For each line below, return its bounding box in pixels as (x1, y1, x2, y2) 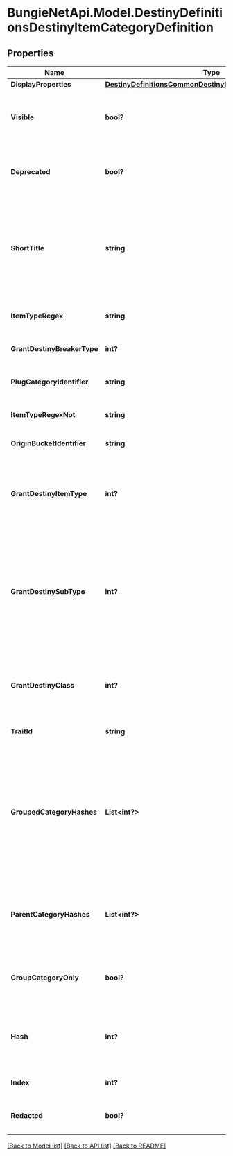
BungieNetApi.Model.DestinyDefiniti (7, 5, 223, 21)
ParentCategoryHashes (10, 910, 90, 919)
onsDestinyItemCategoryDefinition (7, 19, 214, 35)
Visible (10, 112, 35, 122)
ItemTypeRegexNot (10, 410, 76, 419)
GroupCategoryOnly (10, 973, 80, 983)
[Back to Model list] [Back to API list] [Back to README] (7, 1141, 166, 1150)
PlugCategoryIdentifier (10, 377, 89, 386)
